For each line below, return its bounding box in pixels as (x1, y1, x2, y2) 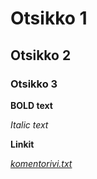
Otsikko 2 (10, 47, 72, 64)
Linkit (10, 138, 35, 150)
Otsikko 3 (10, 77, 58, 91)
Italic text (10, 118, 49, 131)
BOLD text (10, 99, 53, 111)
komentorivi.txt (10, 157, 73, 169)
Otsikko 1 (10, 7, 88, 30)
